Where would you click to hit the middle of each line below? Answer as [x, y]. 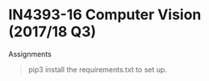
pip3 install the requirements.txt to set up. [98, 69]
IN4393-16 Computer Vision [105, 15]
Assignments [30, 54]
